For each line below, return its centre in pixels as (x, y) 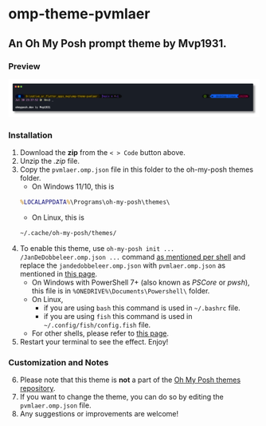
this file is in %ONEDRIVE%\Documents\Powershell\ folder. (121, 291)
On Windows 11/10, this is (73, 186)
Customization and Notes (59, 362)
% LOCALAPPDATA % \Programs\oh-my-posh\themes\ (95, 202)
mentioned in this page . (59, 273)
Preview (24, 66)
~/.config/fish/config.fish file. (97, 324)
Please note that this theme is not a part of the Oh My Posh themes (130, 380)
